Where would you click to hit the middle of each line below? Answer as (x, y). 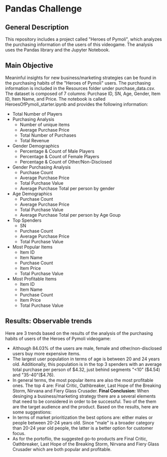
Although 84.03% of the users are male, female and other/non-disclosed (87, 348)
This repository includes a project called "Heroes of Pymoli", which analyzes (83, 39)
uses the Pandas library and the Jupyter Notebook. (58, 50)
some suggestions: (32, 412)
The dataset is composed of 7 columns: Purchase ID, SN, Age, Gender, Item (83, 94)
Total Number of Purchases (48, 135)
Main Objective (29, 66)
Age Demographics (32, 194)
